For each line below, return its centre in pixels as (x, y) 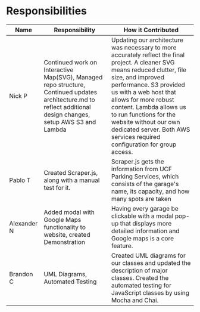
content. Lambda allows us (149, 107)
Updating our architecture (147, 40)
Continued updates (70, 92)
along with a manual (72, 180)
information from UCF (142, 169)
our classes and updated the (151, 262)
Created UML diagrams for (148, 255)
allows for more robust (143, 100)
